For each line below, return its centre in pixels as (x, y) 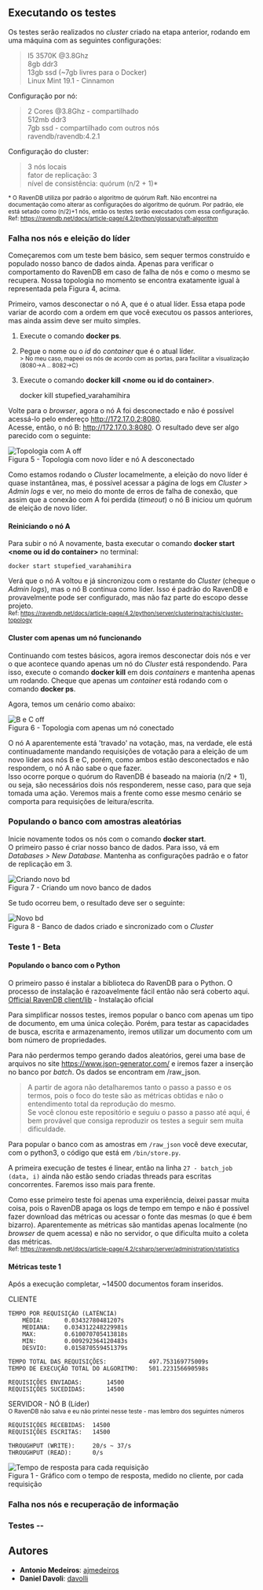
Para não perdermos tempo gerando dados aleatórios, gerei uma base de (127, 1055)
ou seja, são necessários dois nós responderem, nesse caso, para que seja (130, 784)
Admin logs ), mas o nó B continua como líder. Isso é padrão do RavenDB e (128, 589)
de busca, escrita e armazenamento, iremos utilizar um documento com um (130, 1031)
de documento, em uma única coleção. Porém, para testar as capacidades (129, 1023)
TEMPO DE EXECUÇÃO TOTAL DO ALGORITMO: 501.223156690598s (109, 1369)
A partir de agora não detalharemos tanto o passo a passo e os (129, 1087)
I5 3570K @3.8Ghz (58, 55)
